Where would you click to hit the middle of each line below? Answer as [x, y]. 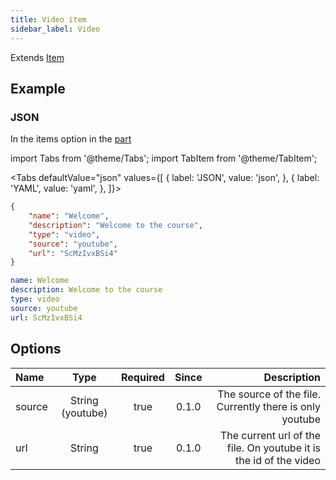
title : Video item [48, 19]
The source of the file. [269, 394]
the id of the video [277, 460]
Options [36, 349]
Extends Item [37, 57]
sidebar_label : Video [55, 29]
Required [142, 377]
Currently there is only [268, 406]
